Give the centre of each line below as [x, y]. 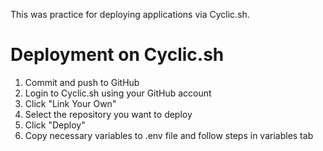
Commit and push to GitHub [82, 82]
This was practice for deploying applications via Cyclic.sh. [130, 14]
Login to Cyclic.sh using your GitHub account [118, 93]
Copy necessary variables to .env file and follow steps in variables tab [169, 135]
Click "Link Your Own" [70, 103]
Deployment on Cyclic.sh [117, 55]
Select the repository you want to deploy [108, 114]
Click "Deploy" [55, 125]
